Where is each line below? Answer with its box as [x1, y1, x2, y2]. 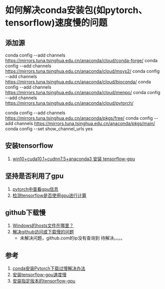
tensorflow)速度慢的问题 [5, 17, 107, 29]
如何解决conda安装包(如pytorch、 [5, 5, 147, 16]
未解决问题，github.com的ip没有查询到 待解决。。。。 [19, 235, 125, 241]
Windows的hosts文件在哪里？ [12, 222, 74, 228]
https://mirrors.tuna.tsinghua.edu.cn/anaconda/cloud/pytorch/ [5, 100, 134, 106]
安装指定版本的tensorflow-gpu [12, 278, 75, 284]
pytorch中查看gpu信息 [12, 186, 58, 192]
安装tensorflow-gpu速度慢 [12, 271, 66, 278]
